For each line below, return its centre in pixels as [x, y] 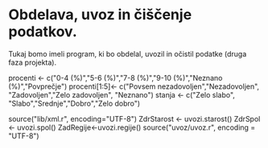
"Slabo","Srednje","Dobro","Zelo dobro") [74, 103]
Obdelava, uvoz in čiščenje [100, 15]
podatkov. [43, 32]
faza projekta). [33, 62]
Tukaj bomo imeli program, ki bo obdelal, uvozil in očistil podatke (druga [128, 54]
